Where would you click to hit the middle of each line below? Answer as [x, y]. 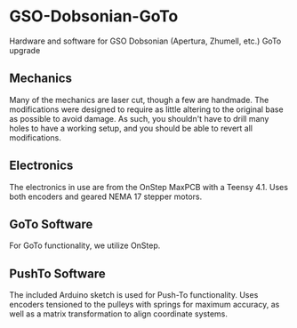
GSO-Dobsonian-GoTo [94, 16]
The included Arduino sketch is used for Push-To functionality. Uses [134, 295]
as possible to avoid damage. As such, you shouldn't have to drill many [139, 118]
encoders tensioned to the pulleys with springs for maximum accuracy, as [144, 305]
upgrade [25, 50]
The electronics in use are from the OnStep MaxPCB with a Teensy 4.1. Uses [149, 187]
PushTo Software [58, 273]
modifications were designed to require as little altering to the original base [146, 109]
